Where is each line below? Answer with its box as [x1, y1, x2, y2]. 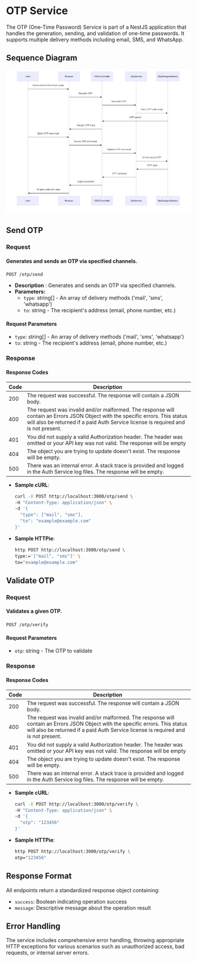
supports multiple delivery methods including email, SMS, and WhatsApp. [6, 36, 184, 43]
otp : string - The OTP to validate [14, 647, 93, 654]
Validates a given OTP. [6, 607, 63, 615]
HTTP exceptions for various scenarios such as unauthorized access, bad [6, 943, 185, 950]
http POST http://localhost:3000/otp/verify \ [14, 849, 131, 855]
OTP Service [6, 4, 69, 18]
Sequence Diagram [6, 53, 77, 63]
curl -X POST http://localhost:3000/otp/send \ [14, 493, 133, 499]
